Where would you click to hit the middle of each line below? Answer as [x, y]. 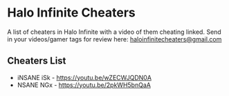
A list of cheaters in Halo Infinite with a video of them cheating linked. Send [114, 32]
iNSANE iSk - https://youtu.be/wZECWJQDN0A [84, 77]
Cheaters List [37, 61]
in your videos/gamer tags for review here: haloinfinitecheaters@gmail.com [114, 39]
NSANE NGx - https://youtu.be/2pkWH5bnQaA [84, 85]
